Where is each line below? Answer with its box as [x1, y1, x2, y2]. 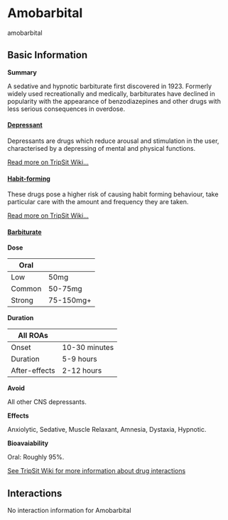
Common [11, 284, 42, 294]
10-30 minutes [62, 343, 114, 353]
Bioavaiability [7, 439, 49, 447]
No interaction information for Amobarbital [7, 506, 131, 515]
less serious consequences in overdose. [7, 105, 126, 113]
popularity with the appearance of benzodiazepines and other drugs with [7, 97, 222, 105]
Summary [7, 68, 37, 76]
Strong [11, 295, 34, 305]
